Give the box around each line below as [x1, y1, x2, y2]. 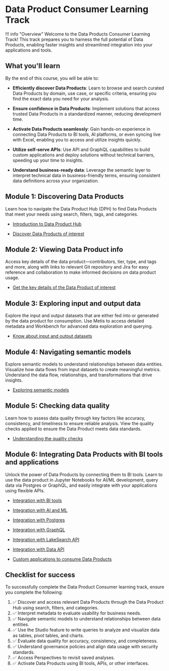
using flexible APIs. [5, 487, 45, 493]
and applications [5, 458, 59, 467]
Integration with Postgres [12, 517, 65, 523]
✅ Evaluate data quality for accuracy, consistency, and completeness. [12, 638, 158, 644]
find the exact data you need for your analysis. [12, 95, 109, 101]
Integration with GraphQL [12, 527, 66, 533]
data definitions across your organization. [12, 178, 99, 184]
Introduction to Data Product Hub [12, 221, 82, 227]
